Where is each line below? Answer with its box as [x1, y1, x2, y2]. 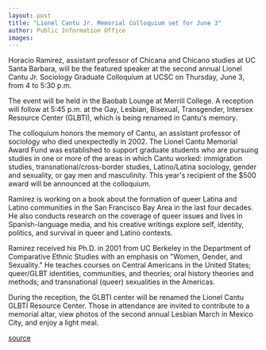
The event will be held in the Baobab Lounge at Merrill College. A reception [8, 96, 254, 106]
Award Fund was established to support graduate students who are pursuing [8, 145, 259, 155]
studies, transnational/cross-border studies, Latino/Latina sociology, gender [8, 162, 256, 171]
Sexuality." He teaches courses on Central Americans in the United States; [8, 260, 252, 270]
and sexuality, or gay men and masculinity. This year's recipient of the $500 [8, 171, 256, 180]
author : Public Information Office [8, 26, 126, 34]
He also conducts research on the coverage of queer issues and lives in [8, 211, 244, 221]
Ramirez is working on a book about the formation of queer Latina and [8, 194, 237, 204]
